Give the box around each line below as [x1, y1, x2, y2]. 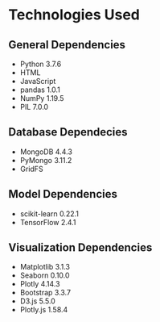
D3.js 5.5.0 [19, 296, 56, 306]
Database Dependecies [8, 125, 128, 139]
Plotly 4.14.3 [19, 279, 60, 289]
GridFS [19, 164, 43, 174]
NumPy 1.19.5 [19, 94, 64, 102]
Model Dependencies [8, 187, 118, 201]
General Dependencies [8, 38, 126, 52]
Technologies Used [8, 6, 141, 24]
